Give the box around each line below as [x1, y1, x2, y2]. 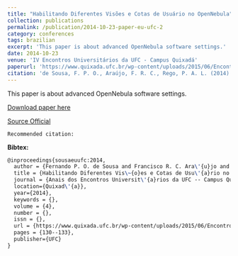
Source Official [7, 116, 51, 125]
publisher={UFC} [13, 235, 62, 243]
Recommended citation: [7, 130, 74, 138]
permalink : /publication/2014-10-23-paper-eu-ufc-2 [7, 23, 163, 30]
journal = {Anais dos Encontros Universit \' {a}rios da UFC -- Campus [13, 177, 223, 184]
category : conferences [7, 30, 74, 38]
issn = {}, [13, 216, 46, 223]
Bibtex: [7, 143, 29, 151]
